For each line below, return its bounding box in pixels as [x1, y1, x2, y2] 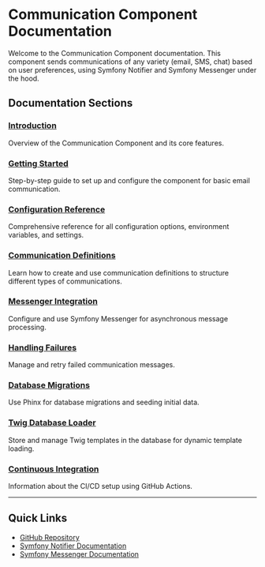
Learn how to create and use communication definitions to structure [8, 268, 230, 277]
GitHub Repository [19, 532, 80, 542]
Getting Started [8, 158, 69, 169]
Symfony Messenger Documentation [19, 549, 140, 558]
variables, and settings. [8, 231, 84, 240]
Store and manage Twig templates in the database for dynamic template [8, 435, 243, 445]
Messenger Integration [8, 296, 99, 307]
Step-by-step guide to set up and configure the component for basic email [8, 175, 251, 185]
